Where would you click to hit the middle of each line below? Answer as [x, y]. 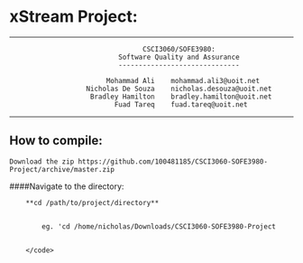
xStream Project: [73, 17]
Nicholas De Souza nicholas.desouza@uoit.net [179, 89]
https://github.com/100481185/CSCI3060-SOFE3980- [173, 161]
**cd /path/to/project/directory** [92, 202]
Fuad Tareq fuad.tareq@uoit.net [181, 104]
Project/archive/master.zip [62, 169]
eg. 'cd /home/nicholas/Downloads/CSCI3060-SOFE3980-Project [159, 226]
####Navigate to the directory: [67, 186]
